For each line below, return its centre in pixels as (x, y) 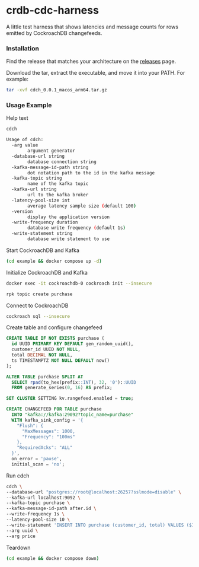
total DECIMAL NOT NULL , (42, 355)
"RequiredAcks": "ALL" (45, 448)
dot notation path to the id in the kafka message (91, 173)
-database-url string (38, 156)
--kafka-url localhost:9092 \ (44, 498)
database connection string (62, 162)
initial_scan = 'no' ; (38, 464)
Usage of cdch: (25, 140)
